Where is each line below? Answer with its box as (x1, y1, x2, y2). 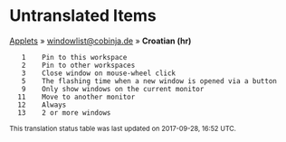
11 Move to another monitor (17, 92, 136, 101)
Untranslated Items (9, 5, 157, 26)
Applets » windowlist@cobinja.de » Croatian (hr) (9, 35, 192, 46)
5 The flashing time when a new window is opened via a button (21, 76, 278, 86)
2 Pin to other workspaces (21, 61, 136, 70)
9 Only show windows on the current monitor (21, 84, 205, 93)
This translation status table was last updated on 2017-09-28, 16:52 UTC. (9, 124, 237, 133)
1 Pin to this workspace (21, 52, 128, 62)
